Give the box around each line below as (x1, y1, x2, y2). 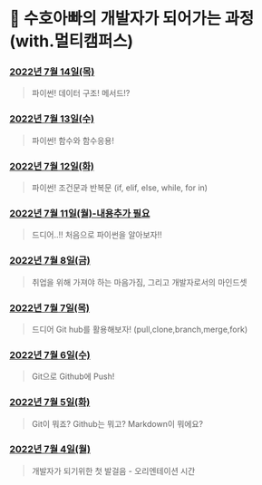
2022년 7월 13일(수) (9, 112, 95, 125)
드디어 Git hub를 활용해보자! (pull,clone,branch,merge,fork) (31, 324, 248, 335)
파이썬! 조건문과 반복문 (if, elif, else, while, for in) (31, 182, 209, 193)
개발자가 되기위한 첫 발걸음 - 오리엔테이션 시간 (31, 465, 196, 476)
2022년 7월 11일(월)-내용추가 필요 (9, 208, 150, 219)
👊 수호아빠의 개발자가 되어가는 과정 (9, 8, 255, 29)
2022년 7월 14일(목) (9, 65, 95, 78)
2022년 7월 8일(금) (9, 255, 91, 267)
